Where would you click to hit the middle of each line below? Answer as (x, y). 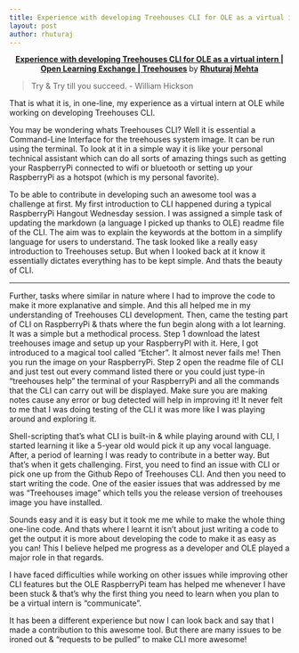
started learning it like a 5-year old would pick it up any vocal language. (140, 445)
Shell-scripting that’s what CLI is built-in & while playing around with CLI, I (145, 437)
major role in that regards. (57, 558)
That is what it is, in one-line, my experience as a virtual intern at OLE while (147, 103)
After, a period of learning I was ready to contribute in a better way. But (139, 455)
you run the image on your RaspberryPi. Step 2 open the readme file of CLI (146, 363)
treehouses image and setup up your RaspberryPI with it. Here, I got (134, 343)
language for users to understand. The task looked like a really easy (133, 242)
